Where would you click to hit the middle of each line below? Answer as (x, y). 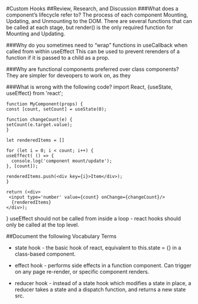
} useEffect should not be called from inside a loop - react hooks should (94, 219)
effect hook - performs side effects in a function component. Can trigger (103, 265)
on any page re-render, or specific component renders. (82, 272)
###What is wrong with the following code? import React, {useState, (90, 87)
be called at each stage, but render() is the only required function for (90, 27)
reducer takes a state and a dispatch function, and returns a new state (100, 290)
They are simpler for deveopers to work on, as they (69, 75)
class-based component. (45, 254)
